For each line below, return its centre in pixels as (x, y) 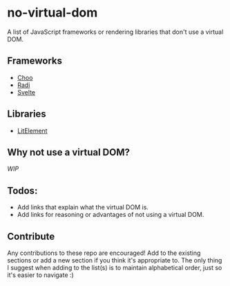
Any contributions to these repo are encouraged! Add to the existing (104, 253)
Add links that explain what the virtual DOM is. (83, 207)
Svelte (26, 92)
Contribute (31, 236)
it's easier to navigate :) (40, 275)
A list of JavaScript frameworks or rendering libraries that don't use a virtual (115, 32)
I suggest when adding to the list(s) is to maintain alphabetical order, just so (115, 268)
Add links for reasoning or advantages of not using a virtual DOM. (111, 215)
